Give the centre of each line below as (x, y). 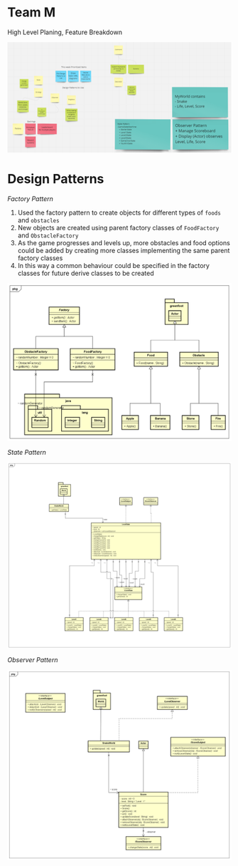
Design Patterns (56, 179)
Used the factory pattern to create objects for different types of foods (119, 212)
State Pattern (27, 452)
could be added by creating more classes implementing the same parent (124, 250)
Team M (31, 12)
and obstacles (38, 220)
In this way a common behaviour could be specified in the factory (113, 265)
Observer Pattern (33, 660)
